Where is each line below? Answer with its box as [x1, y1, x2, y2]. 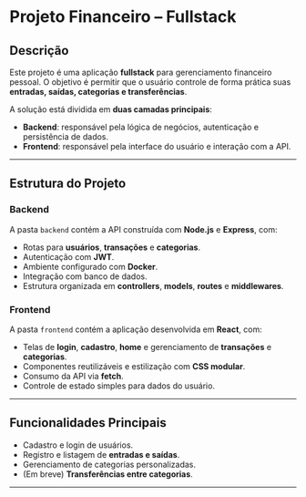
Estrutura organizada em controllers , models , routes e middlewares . [22, 280, 284, 291]
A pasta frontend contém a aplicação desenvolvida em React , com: [9, 324, 262, 335]
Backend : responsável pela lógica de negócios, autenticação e [22, 121, 260, 132]
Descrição [9, 43, 69, 58]
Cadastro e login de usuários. [22, 440, 134, 450]
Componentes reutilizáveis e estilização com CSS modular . [22, 360, 246, 371]
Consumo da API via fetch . [22, 370, 125, 381]
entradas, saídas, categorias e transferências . [9, 87, 188, 97]
